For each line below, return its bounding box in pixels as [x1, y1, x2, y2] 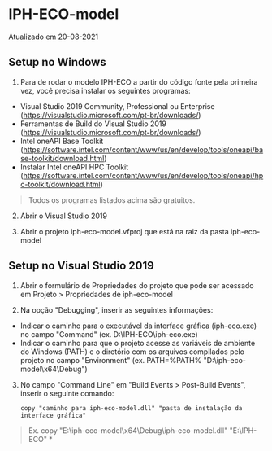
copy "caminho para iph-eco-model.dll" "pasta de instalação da [19, 404, 243, 412]
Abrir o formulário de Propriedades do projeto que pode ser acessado [19, 280, 254, 290]
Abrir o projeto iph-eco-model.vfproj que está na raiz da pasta [19, 226, 229, 236]
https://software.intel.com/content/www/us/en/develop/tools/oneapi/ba [23, 144, 264, 155]
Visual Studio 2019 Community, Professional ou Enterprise [19, 101, 215, 111]
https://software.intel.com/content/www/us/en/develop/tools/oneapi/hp [23, 170, 264, 180]
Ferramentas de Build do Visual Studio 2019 [19, 119, 166, 129]
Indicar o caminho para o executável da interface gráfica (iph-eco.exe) [19, 321, 257, 331]
